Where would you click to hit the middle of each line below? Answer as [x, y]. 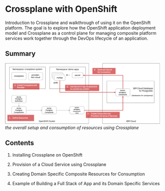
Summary [20, 54]
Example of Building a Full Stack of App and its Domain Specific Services [86, 183]
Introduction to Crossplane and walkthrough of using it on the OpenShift [78, 23]
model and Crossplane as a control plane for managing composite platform [81, 33]
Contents [20, 143]
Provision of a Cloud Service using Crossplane [59, 164]
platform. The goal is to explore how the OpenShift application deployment [80, 27]
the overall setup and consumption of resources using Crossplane [72, 128]
